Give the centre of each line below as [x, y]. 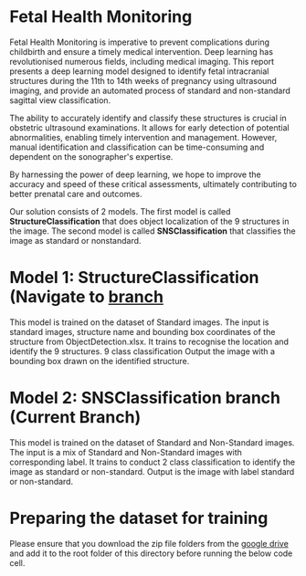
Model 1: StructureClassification [134, 278]
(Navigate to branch [87, 297]
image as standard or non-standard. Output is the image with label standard [152, 471]
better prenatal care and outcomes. [76, 194]
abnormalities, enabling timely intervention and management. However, [143, 137]
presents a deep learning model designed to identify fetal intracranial [139, 71]
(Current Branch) [75, 418]
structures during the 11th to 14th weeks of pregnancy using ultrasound [143, 80]
